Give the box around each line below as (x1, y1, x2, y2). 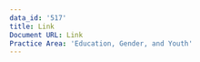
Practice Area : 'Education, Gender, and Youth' (9, 38, 194, 48)
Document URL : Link (9, 30, 84, 39)
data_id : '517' (9, 13, 67, 23)
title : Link (9, 22, 55, 31)
